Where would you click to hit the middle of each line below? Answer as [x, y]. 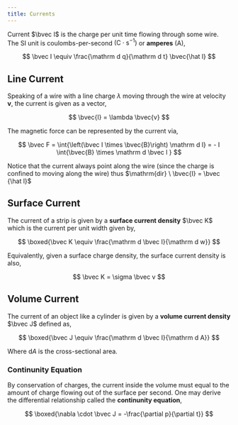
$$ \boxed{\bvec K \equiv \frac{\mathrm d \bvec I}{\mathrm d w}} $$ [119, 241]
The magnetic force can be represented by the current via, [93, 131]
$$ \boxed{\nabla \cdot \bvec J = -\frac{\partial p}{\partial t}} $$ [119, 414]
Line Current [35, 79]
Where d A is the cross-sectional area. [63, 351]
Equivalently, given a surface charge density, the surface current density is [117, 255]
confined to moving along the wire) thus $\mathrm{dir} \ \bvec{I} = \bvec [114, 174]
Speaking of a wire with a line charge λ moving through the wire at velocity [117, 96]
